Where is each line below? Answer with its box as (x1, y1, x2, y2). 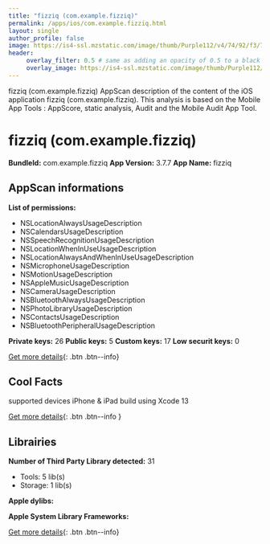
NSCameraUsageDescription (19, 286, 117, 296)
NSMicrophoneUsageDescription (19, 260, 130, 270)
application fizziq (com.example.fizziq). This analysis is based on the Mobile (8, 94, 261, 104)
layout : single (8, 27, 59, 35)
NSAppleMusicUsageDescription (19, 278, 129, 288)
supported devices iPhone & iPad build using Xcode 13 (8, 396, 189, 406)
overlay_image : (26, 64, 78, 72)
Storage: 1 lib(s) (19, 481, 72, 490)
